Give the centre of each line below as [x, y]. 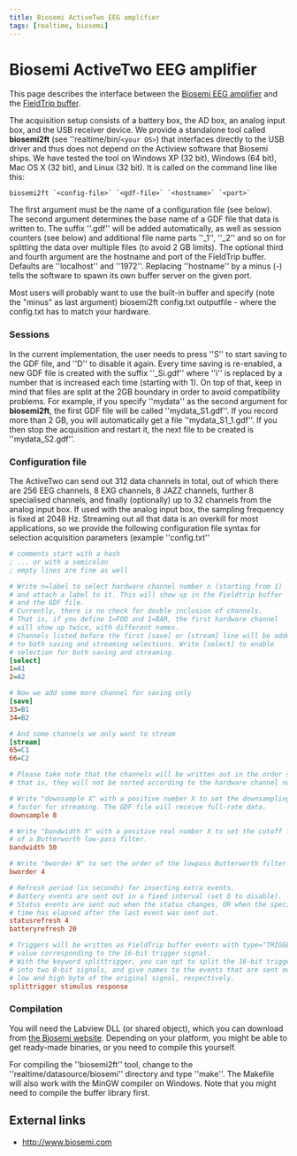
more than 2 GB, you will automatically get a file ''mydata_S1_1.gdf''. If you [143, 420]
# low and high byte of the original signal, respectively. [122, 978]
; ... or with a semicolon [59, 562]
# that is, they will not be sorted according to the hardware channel [144, 783]
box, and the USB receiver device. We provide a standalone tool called [137, 130]
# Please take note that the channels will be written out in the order [146, 775]
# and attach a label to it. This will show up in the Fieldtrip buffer [146, 595]
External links [48, 1121]
